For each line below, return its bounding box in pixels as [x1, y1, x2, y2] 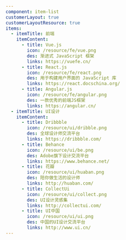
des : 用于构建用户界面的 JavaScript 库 [27, 75, 116, 81]
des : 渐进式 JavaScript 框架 [27, 53, 94, 59]
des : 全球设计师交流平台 [27, 130, 81, 137]
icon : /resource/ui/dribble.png [27, 125, 108, 131]
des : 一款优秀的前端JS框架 [27, 97, 86, 103]
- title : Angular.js [21, 86, 73, 92]
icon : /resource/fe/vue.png [27, 48, 96, 54]
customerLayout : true [5, 14, 59, 20]
